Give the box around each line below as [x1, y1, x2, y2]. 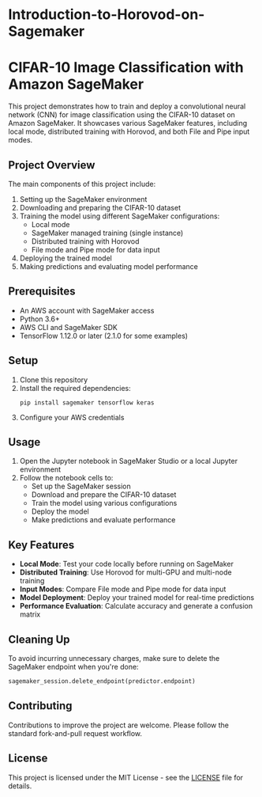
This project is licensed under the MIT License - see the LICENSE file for [8, 772, 243, 782]
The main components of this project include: [8, 179, 156, 188]
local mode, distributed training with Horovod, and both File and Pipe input [8, 127, 250, 136]
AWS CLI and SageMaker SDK [19, 322, 118, 332]
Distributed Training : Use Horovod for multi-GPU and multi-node [19, 567, 232, 577]
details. [8, 781, 32, 791]
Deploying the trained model [19, 253, 112, 263]
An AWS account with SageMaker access [19, 306, 155, 315]
